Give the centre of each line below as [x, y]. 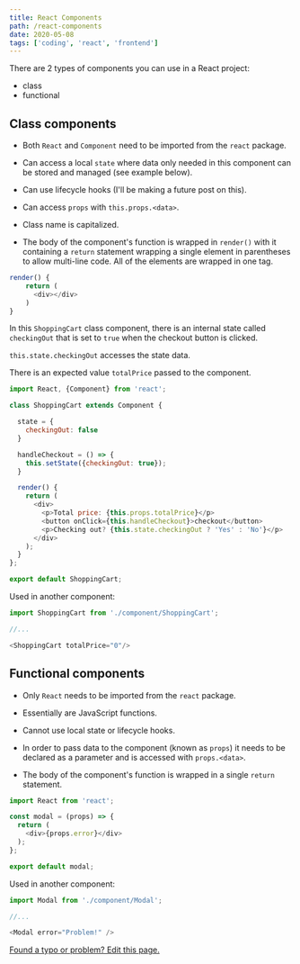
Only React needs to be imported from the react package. [129, 695]
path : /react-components [56, 26]
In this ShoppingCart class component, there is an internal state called [138, 329]
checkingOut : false [62, 430]
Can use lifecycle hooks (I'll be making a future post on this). [134, 190]
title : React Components [56, 18]
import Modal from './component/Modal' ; [86, 900]
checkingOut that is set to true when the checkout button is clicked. [134, 338]
